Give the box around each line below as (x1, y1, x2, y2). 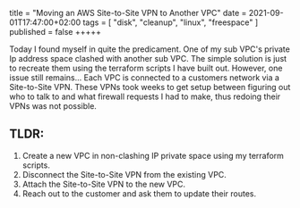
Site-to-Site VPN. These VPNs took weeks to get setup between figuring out (9, 82, 291, 92)
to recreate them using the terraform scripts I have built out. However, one (9, 62, 283, 73)
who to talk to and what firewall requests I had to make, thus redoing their (9, 91, 281, 102)
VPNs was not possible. (9, 101, 97, 111)
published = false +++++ (9, 27, 101, 37)
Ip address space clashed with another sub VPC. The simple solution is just (9, 54, 287, 63)
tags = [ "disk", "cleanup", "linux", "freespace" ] (82, 17, 259, 28)
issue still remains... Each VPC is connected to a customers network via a (9, 72, 280, 83)
